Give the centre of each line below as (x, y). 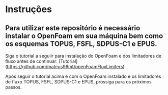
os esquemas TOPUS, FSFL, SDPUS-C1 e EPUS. (81, 44)
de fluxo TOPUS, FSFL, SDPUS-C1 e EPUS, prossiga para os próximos (78, 82)
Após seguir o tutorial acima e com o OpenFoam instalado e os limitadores (83, 76)
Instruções (29, 9)
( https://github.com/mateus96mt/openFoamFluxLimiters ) (65, 66)
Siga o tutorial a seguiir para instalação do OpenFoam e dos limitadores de (83, 56)
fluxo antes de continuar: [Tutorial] (41, 61)
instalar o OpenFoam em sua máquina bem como (84, 36)
